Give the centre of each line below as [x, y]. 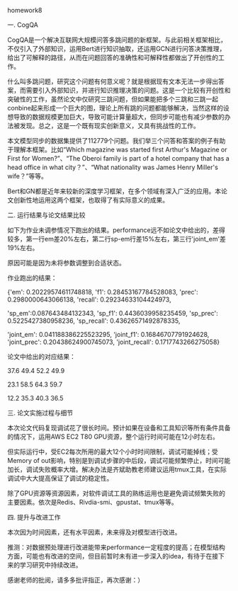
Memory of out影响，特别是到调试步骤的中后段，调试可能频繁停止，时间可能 [119, 460]
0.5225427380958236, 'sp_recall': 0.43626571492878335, [94, 321]
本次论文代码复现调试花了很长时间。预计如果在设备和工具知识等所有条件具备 [119, 428]
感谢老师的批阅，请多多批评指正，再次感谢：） [75, 580]
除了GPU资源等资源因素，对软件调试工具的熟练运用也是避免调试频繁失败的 [116, 493]
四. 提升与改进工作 [34, 517]
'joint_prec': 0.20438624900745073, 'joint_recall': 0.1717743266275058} [114, 342]
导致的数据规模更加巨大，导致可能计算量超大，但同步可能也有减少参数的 [119, 117]
